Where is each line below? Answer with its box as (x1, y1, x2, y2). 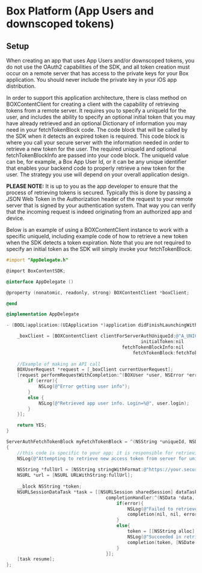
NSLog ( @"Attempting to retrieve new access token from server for (17, 456, 187, 462)
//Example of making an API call (17, 361, 101, 367)
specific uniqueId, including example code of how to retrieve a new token (6, 233, 188, 240)
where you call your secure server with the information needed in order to (6, 139, 189, 146)
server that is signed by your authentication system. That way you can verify (6, 202, 196, 209)
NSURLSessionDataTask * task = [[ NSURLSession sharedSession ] (17, 489, 173, 495)
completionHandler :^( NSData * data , (105, 495, 195, 501)
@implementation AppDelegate (6, 311, 79, 317)
